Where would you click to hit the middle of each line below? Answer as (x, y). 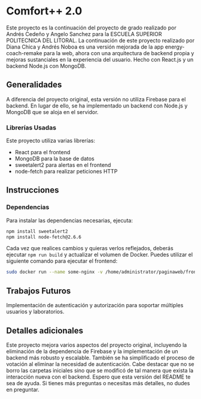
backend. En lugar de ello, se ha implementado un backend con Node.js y (97, 106)
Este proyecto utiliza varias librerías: (51, 141)
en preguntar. (23, 389)
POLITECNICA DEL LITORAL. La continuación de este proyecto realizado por (100, 40)
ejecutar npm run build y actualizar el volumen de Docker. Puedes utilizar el (100, 255)
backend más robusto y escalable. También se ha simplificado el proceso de (100, 358)
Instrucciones (33, 190)
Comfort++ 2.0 (44, 11)
